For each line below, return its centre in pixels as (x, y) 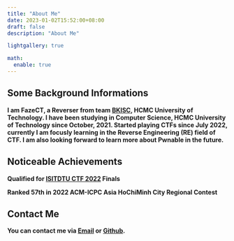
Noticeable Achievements (65, 162)
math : (15, 59)
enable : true (32, 65)
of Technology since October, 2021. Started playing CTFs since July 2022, (117, 125)
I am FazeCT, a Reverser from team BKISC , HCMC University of (100, 110)
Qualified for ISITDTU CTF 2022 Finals (64, 178)
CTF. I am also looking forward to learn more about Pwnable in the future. (116, 140)
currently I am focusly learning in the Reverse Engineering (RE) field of (111, 132)
